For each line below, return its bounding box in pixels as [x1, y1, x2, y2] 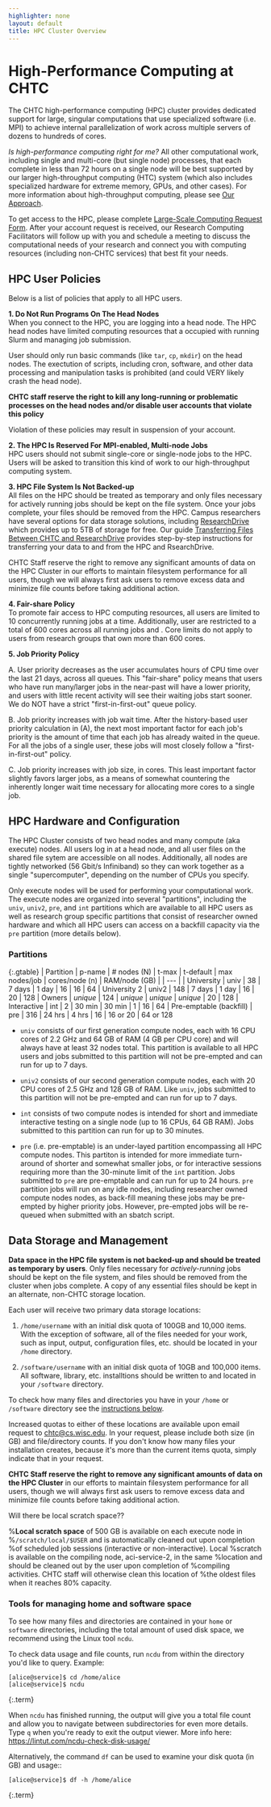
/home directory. [19, 1347, 73, 1357]
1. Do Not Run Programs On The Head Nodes [8, 309, 160, 319]
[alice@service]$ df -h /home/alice [8, 1776, 131, 1784]
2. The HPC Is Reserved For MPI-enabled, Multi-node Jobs [8, 441, 208, 450]
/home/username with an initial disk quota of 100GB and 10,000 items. [19, 1321, 247, 1331]
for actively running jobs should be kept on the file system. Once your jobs [8, 499, 256, 509]
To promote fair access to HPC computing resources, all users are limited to [8, 608, 261, 618]
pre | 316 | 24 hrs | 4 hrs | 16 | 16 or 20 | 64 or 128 [8, 1010, 173, 1020]
